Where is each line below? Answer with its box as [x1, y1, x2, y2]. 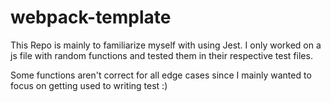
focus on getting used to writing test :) [10, 79, 168, 91]
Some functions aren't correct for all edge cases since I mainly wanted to [10, 69, 312, 81]
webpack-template [10, 6, 172, 29]
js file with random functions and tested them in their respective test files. [10, 49, 313, 61]
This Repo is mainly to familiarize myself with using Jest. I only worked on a [10, 39, 322, 51]
